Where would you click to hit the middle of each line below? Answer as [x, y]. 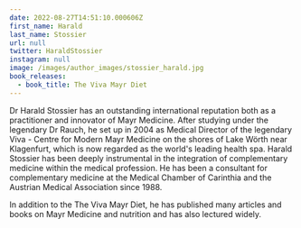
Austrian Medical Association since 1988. [86, 187]
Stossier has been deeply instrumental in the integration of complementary [149, 158]
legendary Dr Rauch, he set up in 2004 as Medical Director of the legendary [150, 129]
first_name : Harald [46, 26]
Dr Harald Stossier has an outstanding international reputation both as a [143, 110]
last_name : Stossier [48, 34]
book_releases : [38, 77]
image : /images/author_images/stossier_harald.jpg [107, 68]
